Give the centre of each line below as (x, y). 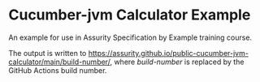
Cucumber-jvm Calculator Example (130, 15)
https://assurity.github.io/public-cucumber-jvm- (169, 53)
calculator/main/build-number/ (59, 62)
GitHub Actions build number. (58, 70)
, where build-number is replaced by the (177, 62)
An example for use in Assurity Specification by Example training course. (130, 37)
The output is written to (48, 53)
